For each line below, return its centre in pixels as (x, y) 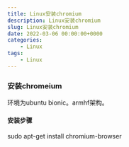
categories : (25, 40)
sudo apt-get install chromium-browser (64, 136)
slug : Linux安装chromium (43, 27)
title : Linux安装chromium (44, 14)
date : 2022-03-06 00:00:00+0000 (55, 34)
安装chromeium (35, 86)
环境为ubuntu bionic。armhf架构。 (58, 102)
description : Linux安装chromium (54, 20)
